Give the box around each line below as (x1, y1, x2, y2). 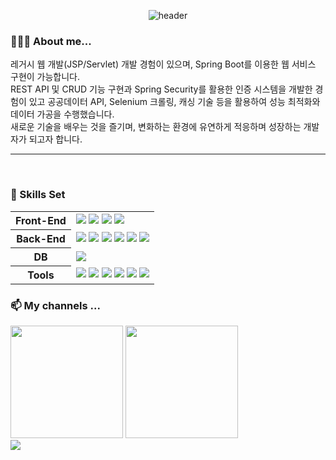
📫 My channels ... (10, 298, 101, 312)
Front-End (15, 213, 67, 227)
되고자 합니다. (28, 133, 83, 145)
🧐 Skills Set (10, 188, 66, 202)
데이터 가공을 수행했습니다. (10, 108, 115, 120)
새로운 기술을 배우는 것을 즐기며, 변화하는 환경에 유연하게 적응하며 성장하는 (10, 121, 302, 133)
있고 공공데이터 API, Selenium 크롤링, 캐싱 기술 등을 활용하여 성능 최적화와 (28, 96, 321, 108)
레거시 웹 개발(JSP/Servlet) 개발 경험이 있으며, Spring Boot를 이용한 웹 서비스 (10, 58, 317, 70)
